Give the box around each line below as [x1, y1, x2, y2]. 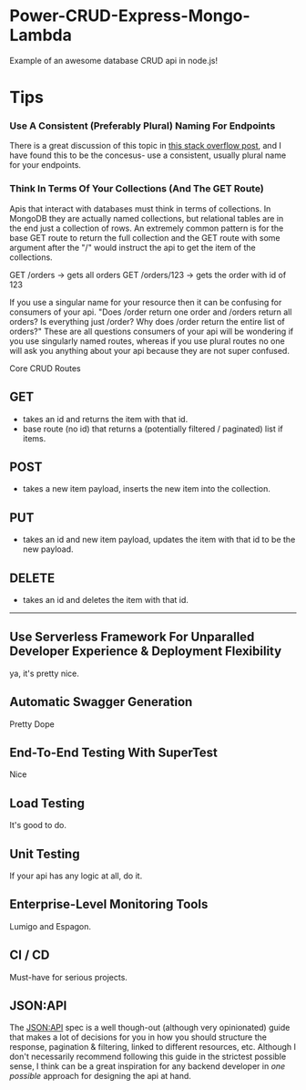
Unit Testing [9, 846, 80, 862]
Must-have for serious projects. [9, 971, 127, 982]
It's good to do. [9, 820, 66, 831]
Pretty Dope [9, 718, 55, 730]
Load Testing [9, 795, 85, 811]
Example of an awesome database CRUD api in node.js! [9, 55, 219, 66]
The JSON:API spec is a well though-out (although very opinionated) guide [9, 1023, 291, 1033]
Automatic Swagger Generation [9, 694, 193, 710]
